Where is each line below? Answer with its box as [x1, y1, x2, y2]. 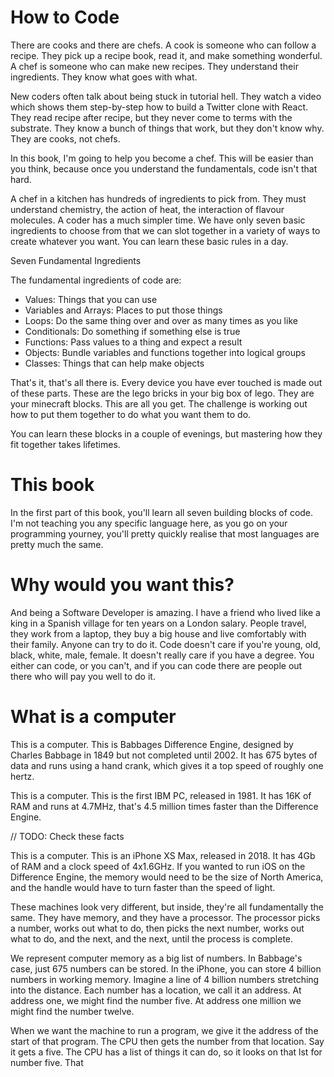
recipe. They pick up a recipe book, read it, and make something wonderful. [10, 49, 323, 61]
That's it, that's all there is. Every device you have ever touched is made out [10, 376, 323, 388]
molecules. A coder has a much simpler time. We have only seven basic [10, 214, 306, 226]
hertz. [10, 770, 35, 782]
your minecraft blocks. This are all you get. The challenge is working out [10, 397, 308, 410]
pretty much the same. [10, 538, 104, 550]
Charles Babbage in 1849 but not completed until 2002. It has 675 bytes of [10, 749, 318, 761]
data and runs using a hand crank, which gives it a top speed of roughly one [10, 759, 324, 771]
